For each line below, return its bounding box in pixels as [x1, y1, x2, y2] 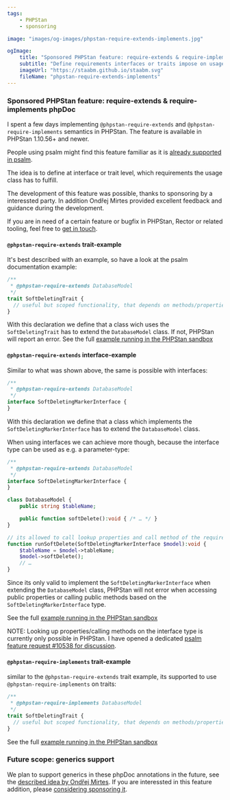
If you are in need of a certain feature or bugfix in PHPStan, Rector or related [7, 217, 223, 225]
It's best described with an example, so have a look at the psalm [7, 256, 188, 264]
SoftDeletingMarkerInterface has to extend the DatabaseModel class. [7, 424, 201, 433]
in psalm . [7, 155, 33, 164]
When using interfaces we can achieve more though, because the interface [7, 438, 220, 446]
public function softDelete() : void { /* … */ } [19, 515, 157, 522]
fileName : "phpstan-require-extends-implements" [19, 73, 161, 80]
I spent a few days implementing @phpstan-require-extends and [7, 120, 186, 128]
